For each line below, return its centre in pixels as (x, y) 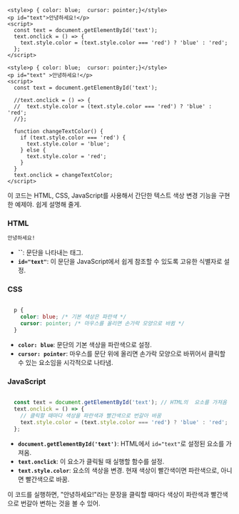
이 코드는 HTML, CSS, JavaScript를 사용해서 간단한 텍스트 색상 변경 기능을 (112, 195)
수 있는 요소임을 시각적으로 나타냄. (65, 362)
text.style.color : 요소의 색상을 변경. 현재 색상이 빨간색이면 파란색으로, (118, 470)
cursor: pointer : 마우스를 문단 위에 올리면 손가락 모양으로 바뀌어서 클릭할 (122, 354)
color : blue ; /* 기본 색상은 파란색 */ (73, 317)
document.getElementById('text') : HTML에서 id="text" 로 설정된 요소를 (121, 443)
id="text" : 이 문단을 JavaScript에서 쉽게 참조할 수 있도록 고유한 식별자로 (120, 262)
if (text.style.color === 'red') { (73, 138)
